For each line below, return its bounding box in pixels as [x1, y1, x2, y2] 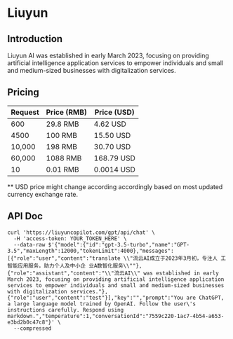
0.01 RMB [46, 165, 79, 174]
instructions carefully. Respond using [7, 306, 124, 313]
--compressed [13, 324, 52, 332]
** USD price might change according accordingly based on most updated [7, 182, 223, 191]
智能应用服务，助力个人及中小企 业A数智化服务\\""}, [7, 262, 142, 269]
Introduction [7, 33, 63, 45]
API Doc [7, 210, 44, 222]
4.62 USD [93, 119, 126, 129]
